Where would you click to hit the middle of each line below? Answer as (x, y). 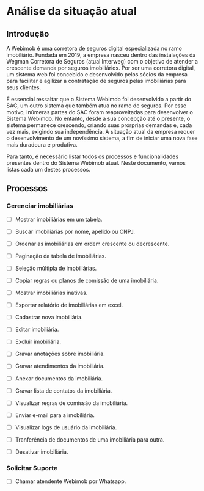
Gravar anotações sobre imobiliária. (60, 354)
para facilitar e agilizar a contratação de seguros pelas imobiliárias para (96, 81)
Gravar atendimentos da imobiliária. (60, 366)
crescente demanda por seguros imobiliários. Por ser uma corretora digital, (101, 68)
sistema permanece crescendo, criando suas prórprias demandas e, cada (99, 125)
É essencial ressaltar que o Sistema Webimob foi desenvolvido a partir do (99, 99)
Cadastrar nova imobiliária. (49, 317)
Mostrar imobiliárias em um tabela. (59, 219)
